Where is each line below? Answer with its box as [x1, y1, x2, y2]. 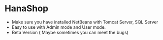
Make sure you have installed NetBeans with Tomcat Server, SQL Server [11, 19, 159, 25]
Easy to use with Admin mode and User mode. [11, 24, 106, 30]
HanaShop [4, 3, 49, 14]
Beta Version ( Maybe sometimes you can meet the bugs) [11, 29, 129, 35]
